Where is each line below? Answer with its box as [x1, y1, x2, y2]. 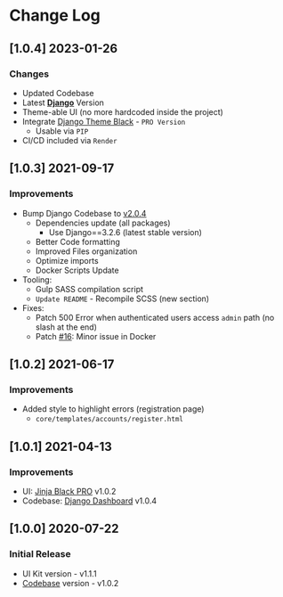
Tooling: [21, 274, 53, 285]
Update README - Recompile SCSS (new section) [35, 293, 210, 304]
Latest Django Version [21, 97, 105, 108]
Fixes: [21, 302, 44, 313]
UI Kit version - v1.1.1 [21, 568, 97, 579]
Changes [9, 68, 50, 80]
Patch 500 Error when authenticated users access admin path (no [35, 312, 275, 323]
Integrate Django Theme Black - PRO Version [21, 116, 186, 127]
